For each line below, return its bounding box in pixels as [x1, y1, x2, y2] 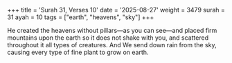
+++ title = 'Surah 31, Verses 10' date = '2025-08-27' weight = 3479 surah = [7, 6, 225, 14]
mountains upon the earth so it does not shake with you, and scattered [7, 34, 209, 42]
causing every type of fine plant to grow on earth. [7, 48, 149, 56]
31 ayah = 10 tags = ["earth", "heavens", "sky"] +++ [7, 13, 154, 21]
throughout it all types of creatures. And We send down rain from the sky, [7, 41, 217, 49]
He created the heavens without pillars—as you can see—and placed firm [7, 27, 217, 34]
